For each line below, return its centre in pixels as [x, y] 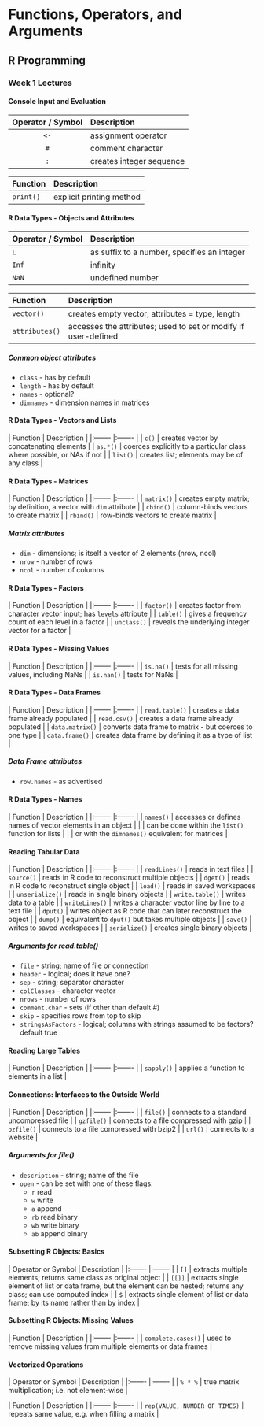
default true [38, 1032]
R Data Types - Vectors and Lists [62, 420]
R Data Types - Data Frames [54, 693]
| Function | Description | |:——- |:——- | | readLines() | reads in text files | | [131, 869]
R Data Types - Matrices [48, 481]
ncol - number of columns [62, 570]
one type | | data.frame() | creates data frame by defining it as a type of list [130, 735]
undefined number [125, 277]
